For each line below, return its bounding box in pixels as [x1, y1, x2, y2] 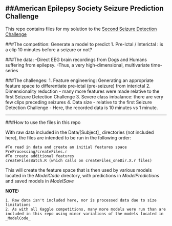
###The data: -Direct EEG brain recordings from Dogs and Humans [5, 56, 147, 63]
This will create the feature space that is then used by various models [5, 167, 152, 173]
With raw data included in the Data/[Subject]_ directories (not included [5, 129, 154, 135]
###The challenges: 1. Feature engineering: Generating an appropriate [5, 77, 154, 84]
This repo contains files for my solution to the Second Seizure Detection [5, 26, 157, 32]
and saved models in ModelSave [5, 178, 74, 184]
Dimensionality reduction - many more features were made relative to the [5, 88, 160, 94]
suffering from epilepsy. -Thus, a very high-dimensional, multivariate [5, 61, 150, 68]
